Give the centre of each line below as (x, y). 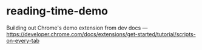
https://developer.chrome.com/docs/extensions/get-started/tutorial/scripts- (101, 34)
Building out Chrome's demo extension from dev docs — (77, 28)
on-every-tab (23, 40)
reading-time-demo (57, 11)
